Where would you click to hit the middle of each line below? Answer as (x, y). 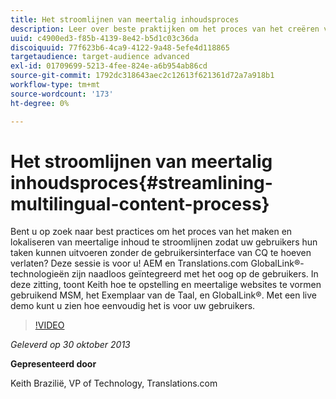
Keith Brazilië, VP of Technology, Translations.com (114, 383)
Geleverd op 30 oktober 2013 (70, 345)
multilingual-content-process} (140, 203)
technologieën (40, 274)
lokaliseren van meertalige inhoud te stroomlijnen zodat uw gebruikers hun (164, 242)
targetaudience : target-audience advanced (100, 57)
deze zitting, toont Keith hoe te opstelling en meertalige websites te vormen (166, 285)
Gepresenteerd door (53, 364)
